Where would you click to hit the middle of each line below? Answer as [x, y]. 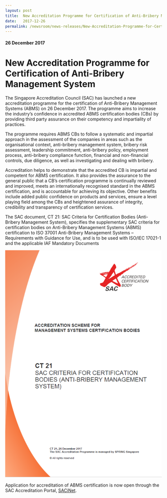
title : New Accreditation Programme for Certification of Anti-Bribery [82, 16]
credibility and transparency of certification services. [59, 207]
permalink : [16, 26]
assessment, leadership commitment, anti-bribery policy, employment [77, 150]
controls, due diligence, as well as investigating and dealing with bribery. [80, 160]
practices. [15, 124]
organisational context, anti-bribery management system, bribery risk [76, 144]
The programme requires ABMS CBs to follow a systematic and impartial [79, 134]
